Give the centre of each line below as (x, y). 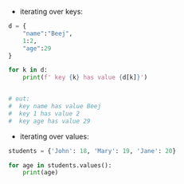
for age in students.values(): (60, 165)
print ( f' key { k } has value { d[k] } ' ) (85, 78)
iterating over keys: (51, 12)
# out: (19, 99)
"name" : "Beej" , (48, 33)
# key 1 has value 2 (44, 114)
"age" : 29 (37, 48)
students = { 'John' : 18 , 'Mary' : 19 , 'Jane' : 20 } (92, 151)
